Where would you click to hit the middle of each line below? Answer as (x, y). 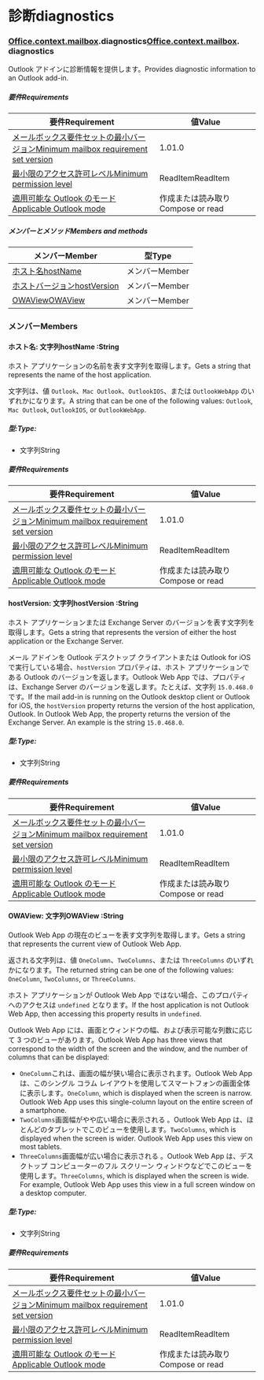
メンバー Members (43, 326)
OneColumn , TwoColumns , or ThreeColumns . (72, 978)
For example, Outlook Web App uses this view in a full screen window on (137, 1184)
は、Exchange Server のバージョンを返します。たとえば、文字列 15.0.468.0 (131, 687)
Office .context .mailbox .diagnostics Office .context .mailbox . (124, 42)
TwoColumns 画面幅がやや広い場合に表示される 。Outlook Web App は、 (133, 1119)
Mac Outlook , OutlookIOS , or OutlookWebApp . (77, 410)
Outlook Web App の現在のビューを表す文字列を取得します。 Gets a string (127, 935)
